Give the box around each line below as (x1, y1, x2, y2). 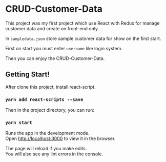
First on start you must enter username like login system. (5, 45, 123, 51)
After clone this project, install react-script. (5, 84, 96, 90)
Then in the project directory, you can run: (5, 107, 95, 113)
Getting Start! (5, 70, 50, 79)
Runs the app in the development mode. (5, 130, 90, 136)
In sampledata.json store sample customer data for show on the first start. (5, 35, 161, 42)
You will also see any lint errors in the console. (5, 151, 103, 157)
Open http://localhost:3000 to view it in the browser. (5, 135, 116, 141)
